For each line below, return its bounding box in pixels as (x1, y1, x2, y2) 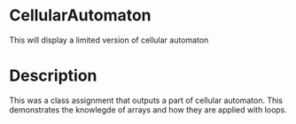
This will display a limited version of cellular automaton (9, 35, 209, 45)
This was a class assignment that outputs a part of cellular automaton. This (9, 95, 284, 105)
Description (9, 66, 97, 86)
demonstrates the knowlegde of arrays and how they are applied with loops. (9, 104, 288, 115)
